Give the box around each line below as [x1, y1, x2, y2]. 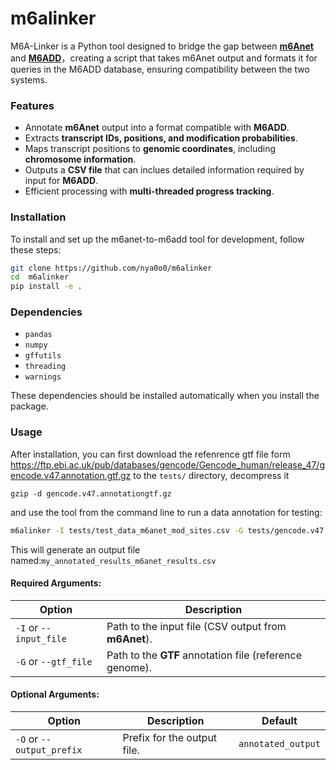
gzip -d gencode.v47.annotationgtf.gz [10, 488, 172, 499]
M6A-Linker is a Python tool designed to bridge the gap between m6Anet [10, 40, 314, 52]
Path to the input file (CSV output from [106, 619, 287, 633]
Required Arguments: [10, 577, 102, 589]
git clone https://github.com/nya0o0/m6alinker [10, 263, 213, 273]
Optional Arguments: [10, 688, 100, 701]
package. [10, 400, 49, 412]
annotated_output [238, 738, 321, 750]
